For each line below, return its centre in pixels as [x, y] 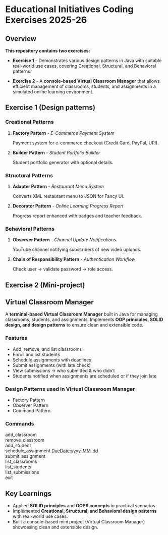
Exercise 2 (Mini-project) [45, 285]
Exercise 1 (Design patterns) [50, 108]
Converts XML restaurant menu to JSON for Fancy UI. [68, 196]
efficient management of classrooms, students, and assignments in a [84, 86]
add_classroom [21, 435]
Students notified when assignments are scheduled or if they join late [85, 376]
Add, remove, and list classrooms [47, 349]
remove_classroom [25, 440]
